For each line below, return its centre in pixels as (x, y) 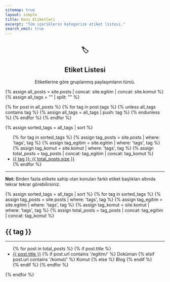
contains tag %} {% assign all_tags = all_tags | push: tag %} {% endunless (83, 113)
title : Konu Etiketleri (30, 19)
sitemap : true (20, 10)
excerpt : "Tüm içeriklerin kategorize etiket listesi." (65, 24)
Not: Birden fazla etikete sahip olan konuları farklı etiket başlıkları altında (80, 179)
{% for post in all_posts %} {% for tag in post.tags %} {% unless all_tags (80, 107)
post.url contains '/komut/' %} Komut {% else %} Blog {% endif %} (82, 260)
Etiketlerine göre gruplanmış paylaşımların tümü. (85, 82)
